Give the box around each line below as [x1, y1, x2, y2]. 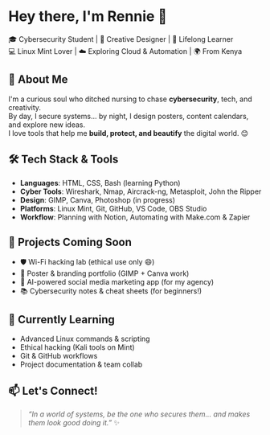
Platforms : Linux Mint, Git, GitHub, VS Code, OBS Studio [19, 203, 207, 213]
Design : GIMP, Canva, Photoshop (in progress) [19, 195, 175, 204]
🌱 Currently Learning [8, 313, 115, 326]
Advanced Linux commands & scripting [19, 334, 150, 344]
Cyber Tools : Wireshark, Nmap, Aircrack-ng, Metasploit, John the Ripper [19, 187, 262, 196]
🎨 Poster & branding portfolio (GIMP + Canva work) [19, 269, 190, 278]
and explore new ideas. [8, 120, 86, 129]
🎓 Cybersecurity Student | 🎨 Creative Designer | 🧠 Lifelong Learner [8, 34, 234, 43]
